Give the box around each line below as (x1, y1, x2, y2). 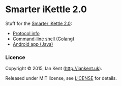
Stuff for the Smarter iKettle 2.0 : (5, 20, 72, 26)
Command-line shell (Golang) (12, 36, 75, 42)
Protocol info (12, 30, 40, 36)
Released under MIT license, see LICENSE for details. (5, 75, 117, 81)
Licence (5, 53, 25, 61)
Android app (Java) (12, 41, 53, 47)
